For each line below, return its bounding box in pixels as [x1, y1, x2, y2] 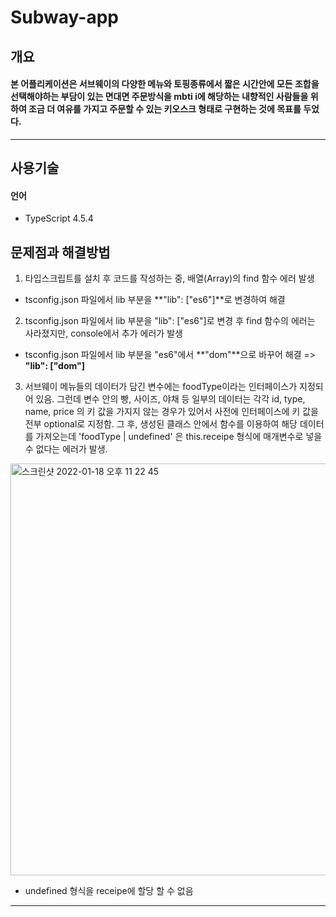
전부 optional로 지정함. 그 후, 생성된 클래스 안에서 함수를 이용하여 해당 [24, 418, 298, 430]
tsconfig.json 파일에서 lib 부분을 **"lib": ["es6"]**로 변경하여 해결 [24, 294, 286, 306]
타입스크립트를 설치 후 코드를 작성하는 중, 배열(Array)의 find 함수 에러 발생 [24, 272, 315, 285]
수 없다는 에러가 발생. [24, 443, 108, 455]
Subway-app [10, 6, 119, 29]
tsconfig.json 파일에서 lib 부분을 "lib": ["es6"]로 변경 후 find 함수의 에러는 [24, 315, 316, 327]
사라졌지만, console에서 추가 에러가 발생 [24, 327, 183, 340]
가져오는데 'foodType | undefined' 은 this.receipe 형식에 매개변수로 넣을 [35, 431, 323, 443]
